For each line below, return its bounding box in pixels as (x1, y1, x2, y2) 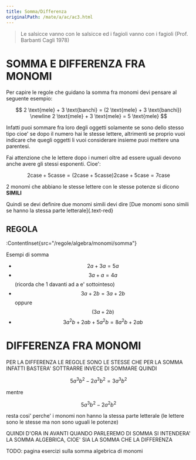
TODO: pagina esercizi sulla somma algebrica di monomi (6, 448, 143, 455)
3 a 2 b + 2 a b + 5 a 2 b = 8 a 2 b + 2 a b (63, 318, 143, 325)
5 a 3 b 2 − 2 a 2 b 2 (80, 400, 117, 408)
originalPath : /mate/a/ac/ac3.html (6, 14, 93, 20)
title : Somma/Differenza (6, 8, 67, 15)
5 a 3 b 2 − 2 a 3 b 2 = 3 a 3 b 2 (70, 376, 127, 384)
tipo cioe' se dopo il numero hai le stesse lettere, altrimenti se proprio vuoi (6, 130, 185, 137)
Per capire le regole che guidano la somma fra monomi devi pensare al (6, 89, 177, 96)
